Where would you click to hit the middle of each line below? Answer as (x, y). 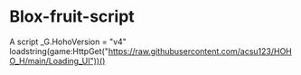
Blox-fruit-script (72, 17)
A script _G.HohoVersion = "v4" (68, 42)
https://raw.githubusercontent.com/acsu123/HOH (200, 51)
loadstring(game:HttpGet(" (59, 51)
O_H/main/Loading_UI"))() (57, 61)
